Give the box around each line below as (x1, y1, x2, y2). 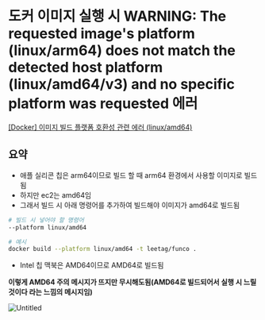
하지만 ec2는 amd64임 (19, 190, 92, 199)
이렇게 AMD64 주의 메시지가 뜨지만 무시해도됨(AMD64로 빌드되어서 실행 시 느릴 (8, 277, 257, 287)
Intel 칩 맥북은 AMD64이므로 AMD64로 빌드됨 (19, 260, 164, 270)
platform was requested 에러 (8, 94, 198, 113)
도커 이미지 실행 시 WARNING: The (8, 7, 227, 25)
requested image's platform (8, 25, 196, 43)
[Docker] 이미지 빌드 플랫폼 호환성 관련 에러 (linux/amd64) (8, 122, 193, 132)
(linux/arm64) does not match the (8, 41, 236, 60)
